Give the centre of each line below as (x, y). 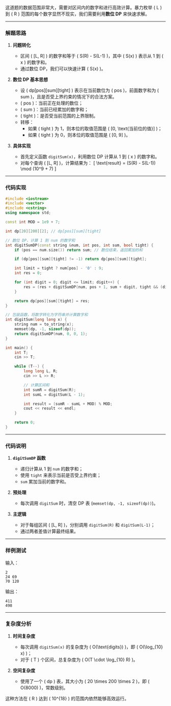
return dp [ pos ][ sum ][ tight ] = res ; (52, 301)
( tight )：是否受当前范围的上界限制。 (59, 116)
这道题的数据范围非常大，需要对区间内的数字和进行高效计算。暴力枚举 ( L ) (83, 7)
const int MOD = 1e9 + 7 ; (33, 222)
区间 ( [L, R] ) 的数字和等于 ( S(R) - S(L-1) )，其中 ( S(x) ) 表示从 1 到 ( (92, 56)
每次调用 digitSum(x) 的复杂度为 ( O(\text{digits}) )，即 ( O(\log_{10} (92, 647)
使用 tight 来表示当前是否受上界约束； (61, 475)
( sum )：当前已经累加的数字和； (54, 110)
